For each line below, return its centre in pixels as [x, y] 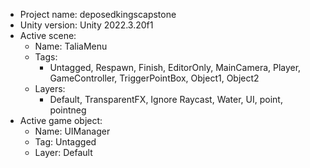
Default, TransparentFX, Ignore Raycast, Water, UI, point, [166, 99]
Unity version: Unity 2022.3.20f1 [86, 25]
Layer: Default [63, 152]
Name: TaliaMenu [71, 46]
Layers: [50, 88]
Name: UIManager [72, 131]
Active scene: [48, 35]
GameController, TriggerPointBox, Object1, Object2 [154, 78]
